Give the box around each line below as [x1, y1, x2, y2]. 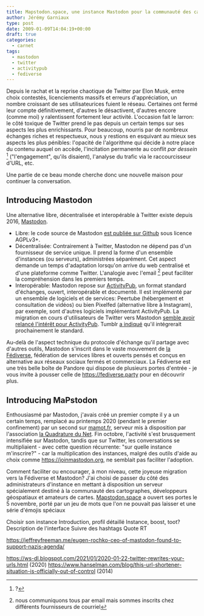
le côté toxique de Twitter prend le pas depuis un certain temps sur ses [6, 119, 185, 127]
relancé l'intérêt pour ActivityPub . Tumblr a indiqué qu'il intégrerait [15, 321, 182, 328]
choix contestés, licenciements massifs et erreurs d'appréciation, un [6, 94, 177, 101]
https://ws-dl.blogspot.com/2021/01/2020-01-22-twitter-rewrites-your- [6, 555, 185, 562]
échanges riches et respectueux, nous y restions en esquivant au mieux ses [6, 133, 197, 140]
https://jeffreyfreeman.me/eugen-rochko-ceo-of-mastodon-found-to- [6, 537, 182, 544]
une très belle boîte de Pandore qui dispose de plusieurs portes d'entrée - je [6, 364, 197, 372]
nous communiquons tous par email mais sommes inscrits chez [15, 597, 174, 604]
